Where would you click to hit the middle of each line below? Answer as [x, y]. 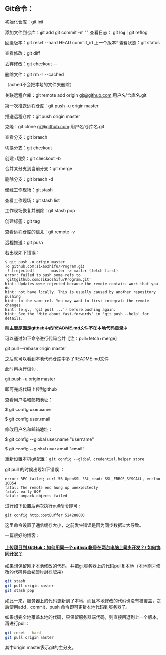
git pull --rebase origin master [36, 348]
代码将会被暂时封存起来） [40, 572]
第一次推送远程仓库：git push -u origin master [52, 106]
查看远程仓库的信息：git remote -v [40, 232]
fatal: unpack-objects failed [36, 496]
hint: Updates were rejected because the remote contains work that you [82, 284]
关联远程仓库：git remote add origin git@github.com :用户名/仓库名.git [76, 95]
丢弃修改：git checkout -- [31, 64]
